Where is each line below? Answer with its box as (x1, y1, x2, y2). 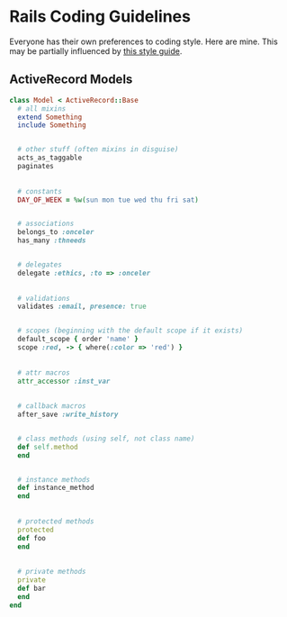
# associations (17, 219, 75, 229)
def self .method (17, 442, 78, 451)
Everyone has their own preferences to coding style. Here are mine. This (9, 36, 279, 47)
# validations (17, 294, 70, 303)
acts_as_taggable (17, 153, 83, 163)
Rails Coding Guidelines (9, 6, 192, 27)
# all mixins (17, 104, 67, 113)
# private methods (17, 567, 87, 576)
